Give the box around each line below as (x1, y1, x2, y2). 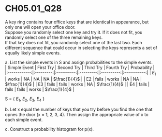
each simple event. (5, 117, 43, 122)
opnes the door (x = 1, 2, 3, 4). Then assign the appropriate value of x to (5, 111, 148, 117)
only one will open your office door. (5, 24, 76, 30)
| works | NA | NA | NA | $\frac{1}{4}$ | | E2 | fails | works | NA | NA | (5, 76, 142, 82)
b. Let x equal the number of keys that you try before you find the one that (5, 106, 153, 112)
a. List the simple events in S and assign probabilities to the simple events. (5, 59, 153, 65)
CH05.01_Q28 (5, 3, 62, 14)
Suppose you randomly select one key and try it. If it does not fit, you (5, 29, 143, 35)
